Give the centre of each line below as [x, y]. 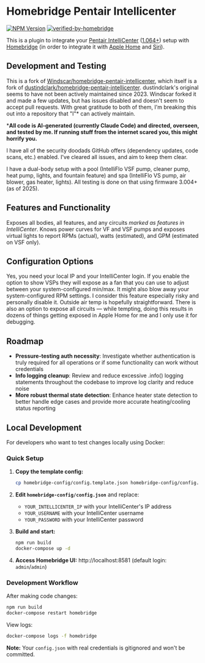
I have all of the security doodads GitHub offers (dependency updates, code [102, 150]
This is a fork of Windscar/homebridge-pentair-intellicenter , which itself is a [102, 80]
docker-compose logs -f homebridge [52, 636]
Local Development [44, 427]
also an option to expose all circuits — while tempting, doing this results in [100, 309]
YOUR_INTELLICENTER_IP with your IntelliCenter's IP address [98, 507]
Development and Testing [57, 66]
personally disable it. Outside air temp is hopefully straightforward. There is [101, 302]
